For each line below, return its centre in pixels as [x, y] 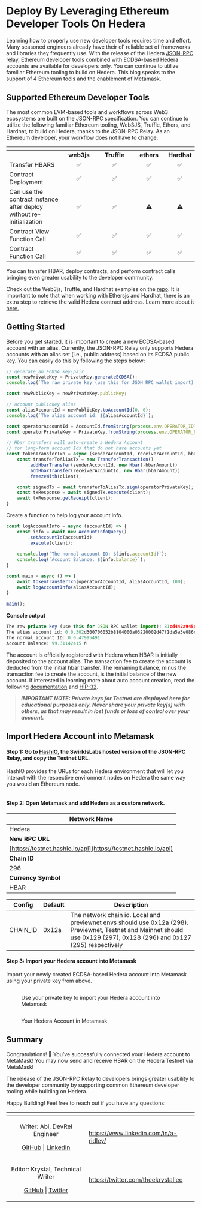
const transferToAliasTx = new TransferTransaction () [85, 460]
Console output [26, 616]
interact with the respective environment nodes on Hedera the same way [96, 778]
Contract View [29, 231]
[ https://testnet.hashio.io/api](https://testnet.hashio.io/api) [91, 849]
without [20, 214]
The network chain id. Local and [115, 915]
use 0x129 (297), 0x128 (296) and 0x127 [131, 937]
